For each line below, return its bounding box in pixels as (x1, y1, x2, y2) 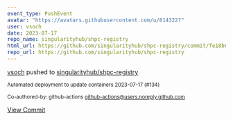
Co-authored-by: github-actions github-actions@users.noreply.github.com (7, 93, 185, 101)
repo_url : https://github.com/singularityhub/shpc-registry (7, 49, 185, 56)
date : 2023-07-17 (7, 29, 58, 37)
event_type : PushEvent (7, 10, 73, 17)
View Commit (7, 105, 46, 114)
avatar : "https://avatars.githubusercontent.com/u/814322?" (7, 17, 185, 24)
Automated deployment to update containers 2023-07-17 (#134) (7, 81, 160, 88)
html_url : (7, 42, 36, 49)
